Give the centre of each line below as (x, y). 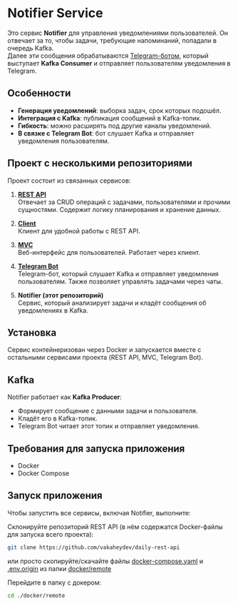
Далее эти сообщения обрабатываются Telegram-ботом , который (108, 56)
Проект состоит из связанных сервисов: (69, 181)
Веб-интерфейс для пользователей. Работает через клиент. (109, 252)
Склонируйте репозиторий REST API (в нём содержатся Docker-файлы (115, 527)
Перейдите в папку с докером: (55, 582)
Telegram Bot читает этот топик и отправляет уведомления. (109, 426)
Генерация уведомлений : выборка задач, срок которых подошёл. (119, 110)
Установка (32, 332)
